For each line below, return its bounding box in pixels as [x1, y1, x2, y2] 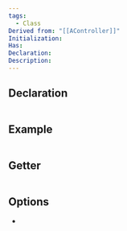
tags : [8, 11, 27, 20]
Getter [8, 159, 42, 172]
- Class [15, 19, 42, 27]
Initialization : [8, 34, 63, 43]
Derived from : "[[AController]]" [8, 27, 121, 35]
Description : [8, 57, 52, 65]
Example [8, 122, 53, 137]
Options [8, 195, 50, 208]
